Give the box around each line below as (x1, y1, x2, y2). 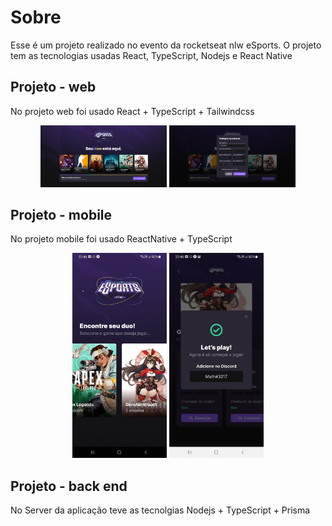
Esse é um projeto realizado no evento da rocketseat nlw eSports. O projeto (10, 39, 322, 51)
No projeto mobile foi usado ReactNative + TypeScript (10, 233, 233, 245)
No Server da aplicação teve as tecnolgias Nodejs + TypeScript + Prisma (10, 504, 311, 516)
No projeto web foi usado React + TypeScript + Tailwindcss (10, 105, 255, 117)
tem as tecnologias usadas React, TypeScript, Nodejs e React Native (10, 49, 293, 61)
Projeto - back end (10, 477, 128, 495)
